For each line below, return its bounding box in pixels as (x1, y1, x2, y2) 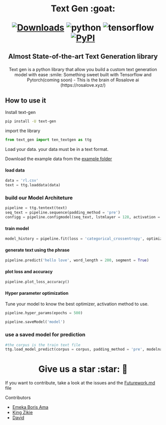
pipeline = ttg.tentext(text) (5, 206, 68, 211)
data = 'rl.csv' (5, 178, 39, 183)
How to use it (5, 96, 46, 105)
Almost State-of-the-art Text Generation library (8, 52, 158, 61)
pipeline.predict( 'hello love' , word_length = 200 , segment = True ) (5, 258, 149, 263)
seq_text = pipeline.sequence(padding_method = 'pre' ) (5, 210, 121, 215)
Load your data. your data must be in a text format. (5, 146, 109, 152)
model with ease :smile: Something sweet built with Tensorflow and (14, 71, 152, 77)
